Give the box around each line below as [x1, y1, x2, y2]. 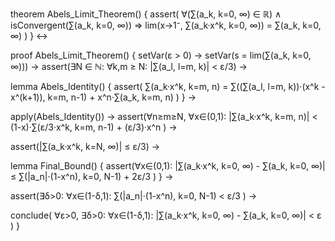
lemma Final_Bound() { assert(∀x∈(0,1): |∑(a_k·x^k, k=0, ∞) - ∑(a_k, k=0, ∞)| [10, 160, 326, 172]
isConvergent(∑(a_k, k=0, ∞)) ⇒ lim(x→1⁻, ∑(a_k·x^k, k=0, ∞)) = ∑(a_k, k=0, [10, 19, 322, 31]
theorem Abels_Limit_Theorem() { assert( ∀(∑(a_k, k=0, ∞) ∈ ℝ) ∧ [10, 8, 282, 20]
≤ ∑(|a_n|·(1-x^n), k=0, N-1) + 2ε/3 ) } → [10, 171, 174, 182]
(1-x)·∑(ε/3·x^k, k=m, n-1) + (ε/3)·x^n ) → [10, 121, 178, 133]
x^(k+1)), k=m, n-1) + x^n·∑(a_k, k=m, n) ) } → [10, 91, 197, 103]
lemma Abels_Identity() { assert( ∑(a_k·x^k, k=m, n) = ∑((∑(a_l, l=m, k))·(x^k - [10, 81, 326, 92]
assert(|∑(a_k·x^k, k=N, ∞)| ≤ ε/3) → [10, 141, 161, 152]
